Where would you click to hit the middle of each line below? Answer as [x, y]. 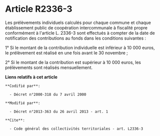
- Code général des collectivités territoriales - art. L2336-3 [76, 129]
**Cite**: [15, 120]
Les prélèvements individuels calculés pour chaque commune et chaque [78, 23]
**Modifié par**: [23, 103]
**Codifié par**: [23, 86]
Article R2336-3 [39, 9]
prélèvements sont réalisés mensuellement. [49, 68]
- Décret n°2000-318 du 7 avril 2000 [48, 94]
